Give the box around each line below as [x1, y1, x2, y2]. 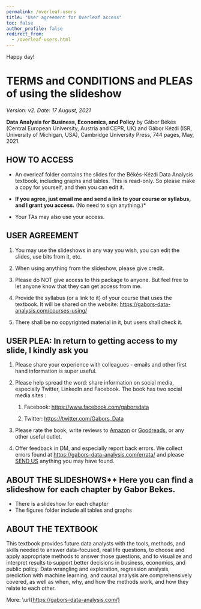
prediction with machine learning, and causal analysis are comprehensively [6, 572, 192, 579]
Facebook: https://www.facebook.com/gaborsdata [23, 403, 149, 411]
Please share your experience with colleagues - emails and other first [14, 361, 187, 368]
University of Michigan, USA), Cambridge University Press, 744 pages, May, [6, 131, 194, 138]
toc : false [6, 20, 34, 26]
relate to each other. [6, 584, 56, 592]
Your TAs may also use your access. [14, 213, 105, 220]
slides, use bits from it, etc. [14, 253, 82, 260]
